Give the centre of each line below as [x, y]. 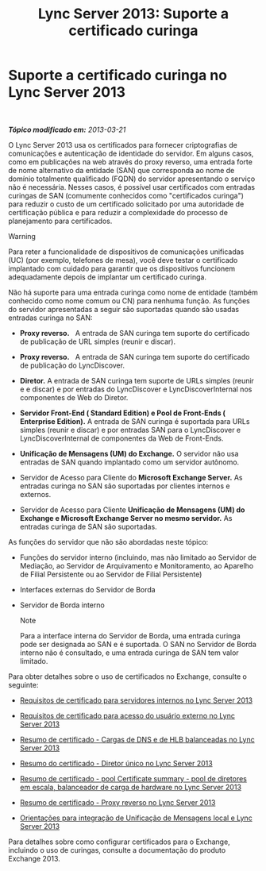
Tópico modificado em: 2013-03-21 [67, 129]
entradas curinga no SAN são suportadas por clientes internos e [125, 486]
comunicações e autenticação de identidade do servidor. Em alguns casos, [131, 153]
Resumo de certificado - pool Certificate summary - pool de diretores [133, 778]
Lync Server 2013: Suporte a [133, 14]
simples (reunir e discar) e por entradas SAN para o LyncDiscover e [130, 430]
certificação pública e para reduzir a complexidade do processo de [118, 212]
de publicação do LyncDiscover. [72, 365]
